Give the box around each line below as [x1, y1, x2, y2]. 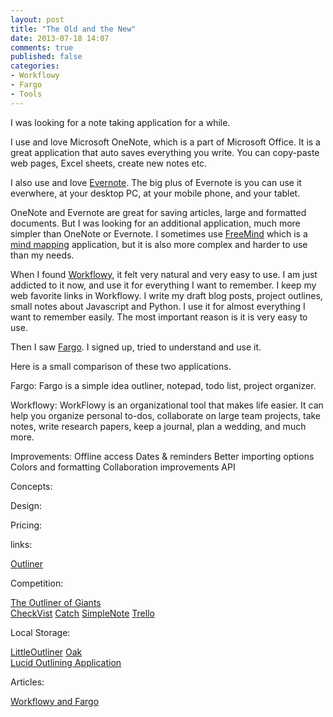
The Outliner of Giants [10, 596, 102, 608]
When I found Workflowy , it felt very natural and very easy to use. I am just [10, 268, 318, 280]
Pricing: [10, 519, 43, 531]
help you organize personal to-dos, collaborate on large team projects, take [10, 409, 322, 421]
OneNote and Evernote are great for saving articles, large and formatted [10, 206, 307, 218]
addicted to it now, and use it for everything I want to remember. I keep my [10, 279, 317, 291]
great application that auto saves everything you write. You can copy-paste [10, 146, 320, 158]
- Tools [10, 89, 43, 99]
